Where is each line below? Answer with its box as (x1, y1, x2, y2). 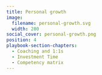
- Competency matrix (12, 59, 64, 65)
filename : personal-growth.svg (12, 20, 91, 26)
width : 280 (12, 25, 39, 32)
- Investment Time (12, 54, 59, 60)
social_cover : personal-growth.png (6, 31, 97, 37)
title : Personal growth (6, 8, 67, 15)
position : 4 (6, 37, 36, 43)
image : (6, 15, 23, 21)
